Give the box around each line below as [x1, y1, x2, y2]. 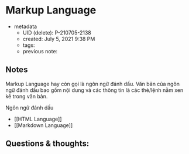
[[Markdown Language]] [13, 121, 73, 129]
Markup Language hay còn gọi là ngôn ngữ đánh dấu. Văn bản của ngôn [5, 80, 180, 87]
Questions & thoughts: [5, 139, 90, 149]
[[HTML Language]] [13, 115, 62, 122]
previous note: [22, 47, 58, 54]
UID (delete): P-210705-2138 [22, 29, 91, 36]
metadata [13, 23, 37, 30]
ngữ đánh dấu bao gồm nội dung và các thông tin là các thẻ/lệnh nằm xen [5, 86, 184, 94]
